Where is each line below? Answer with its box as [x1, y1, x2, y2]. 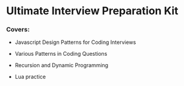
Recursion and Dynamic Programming [14, 62, 109, 69]
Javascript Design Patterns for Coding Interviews [14, 39, 136, 46]
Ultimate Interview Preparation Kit [6, 4, 179, 18]
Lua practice [14, 73, 46, 81]
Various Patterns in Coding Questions [14, 50, 108, 58]
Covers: [6, 26, 30, 34]
